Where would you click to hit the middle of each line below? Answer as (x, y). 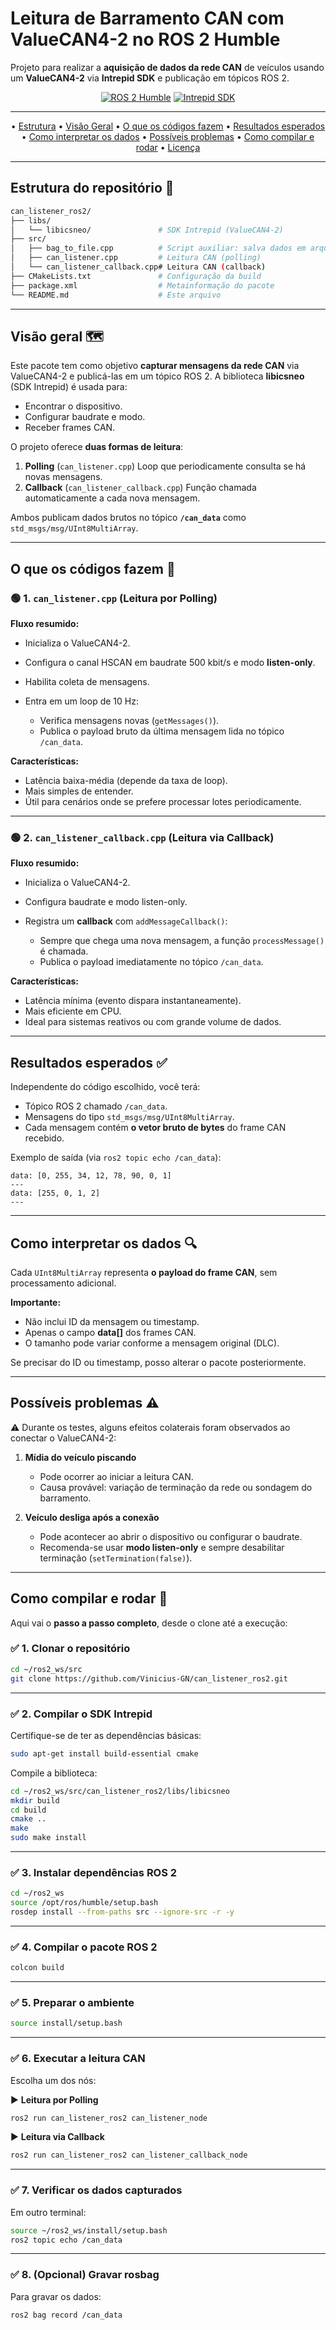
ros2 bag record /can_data (66, 2315)
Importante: (36, 1302)
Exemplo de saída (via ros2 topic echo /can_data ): (116, 1158)
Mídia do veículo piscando (80, 1457)
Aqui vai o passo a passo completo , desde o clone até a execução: (149, 1623)
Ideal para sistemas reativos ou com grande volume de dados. (153, 1022)
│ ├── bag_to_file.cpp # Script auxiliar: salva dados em (158, 248)
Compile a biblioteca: (54, 1773)
